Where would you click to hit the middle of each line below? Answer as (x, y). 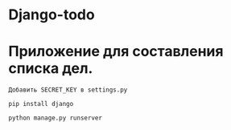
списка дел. (51, 69)
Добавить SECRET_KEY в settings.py (68, 90)
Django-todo (52, 15)
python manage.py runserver (56, 118)
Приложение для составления (116, 52)
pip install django (41, 104)
